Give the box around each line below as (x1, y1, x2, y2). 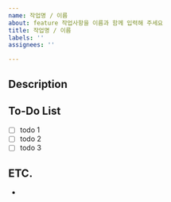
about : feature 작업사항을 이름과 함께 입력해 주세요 (8, 19, 164, 27)
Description (8, 77, 68, 91)
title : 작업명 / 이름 (8, 26, 72, 34)
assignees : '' (8, 41, 56, 49)
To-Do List (8, 104, 61, 117)
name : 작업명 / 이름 (8, 11, 68, 20)
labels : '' (8, 33, 45, 42)
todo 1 (19, 125, 41, 135)
